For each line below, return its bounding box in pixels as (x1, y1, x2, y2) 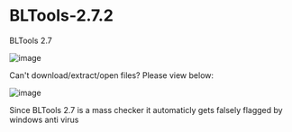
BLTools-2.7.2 (9, 5, 114, 26)
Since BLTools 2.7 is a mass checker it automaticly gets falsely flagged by (9, 104, 283, 115)
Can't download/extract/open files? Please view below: (9, 69, 214, 81)
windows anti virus (9, 114, 79, 125)
